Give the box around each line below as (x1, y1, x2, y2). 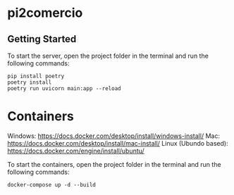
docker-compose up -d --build (7, 181, 97, 188)
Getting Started (7, 33, 77, 45)
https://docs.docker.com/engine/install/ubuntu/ (7, 146, 144, 155)
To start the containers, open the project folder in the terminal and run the (7, 160, 221, 168)
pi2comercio (7, 5, 83, 21)
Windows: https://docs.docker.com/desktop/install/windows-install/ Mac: (7, 132, 221, 140)
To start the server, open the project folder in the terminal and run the (7, 51, 209, 60)
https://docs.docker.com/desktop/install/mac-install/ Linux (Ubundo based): (7, 139, 228, 147)
